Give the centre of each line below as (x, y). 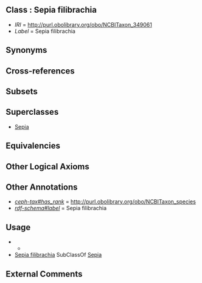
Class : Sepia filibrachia (51, 10)
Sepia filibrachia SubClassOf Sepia (58, 255)
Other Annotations (42, 187)
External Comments (44, 274)
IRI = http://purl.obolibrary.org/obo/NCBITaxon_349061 (83, 24)
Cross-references (40, 71)
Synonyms (26, 50)
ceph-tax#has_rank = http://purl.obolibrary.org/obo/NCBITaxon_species (105, 202)
